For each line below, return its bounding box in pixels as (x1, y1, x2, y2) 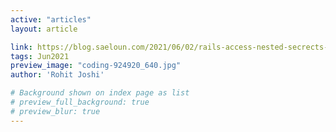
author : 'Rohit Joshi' (10, 70, 105, 80)
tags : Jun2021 (10, 51, 70, 61)
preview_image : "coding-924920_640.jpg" (10, 61, 182, 71)
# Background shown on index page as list (10, 88, 190, 98)
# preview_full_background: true (10, 97, 150, 107)
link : (10, 42, 33, 52)
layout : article (10, 24, 78, 34)
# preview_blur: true (10, 106, 101, 116)
